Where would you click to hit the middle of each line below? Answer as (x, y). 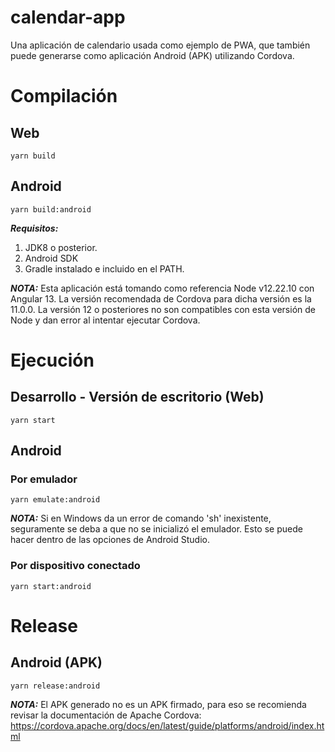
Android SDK (51, 258)
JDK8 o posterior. (61, 247)
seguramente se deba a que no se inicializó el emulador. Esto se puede (156, 529)
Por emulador (44, 479)
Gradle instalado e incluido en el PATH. (104, 268)
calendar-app (68, 17)
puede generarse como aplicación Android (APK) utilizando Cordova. (152, 55)
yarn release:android (55, 686)
